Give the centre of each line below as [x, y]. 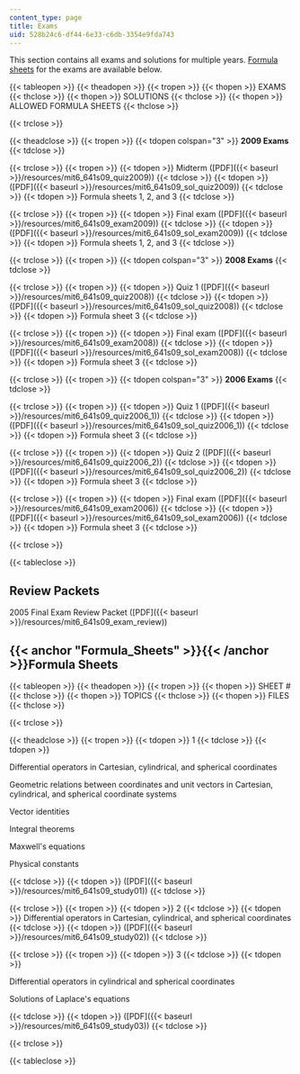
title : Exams [34, 26]
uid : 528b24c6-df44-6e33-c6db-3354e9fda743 [92, 34]
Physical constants [44, 864]
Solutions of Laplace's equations [70, 999]
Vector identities [40, 812]
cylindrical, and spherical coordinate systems [93, 794]
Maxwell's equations [47, 846]
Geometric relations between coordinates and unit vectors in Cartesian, [141, 785]
